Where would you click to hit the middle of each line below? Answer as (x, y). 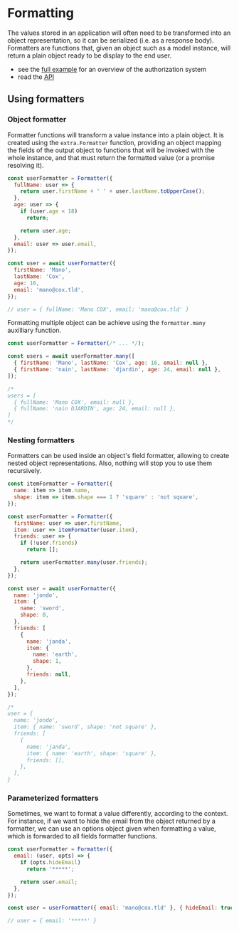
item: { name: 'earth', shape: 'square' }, (92, 753)
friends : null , (49, 675)
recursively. (25, 471)
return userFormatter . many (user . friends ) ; (84, 563)
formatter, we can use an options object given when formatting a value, (112, 829)
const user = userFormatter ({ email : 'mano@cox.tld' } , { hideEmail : (113, 908)
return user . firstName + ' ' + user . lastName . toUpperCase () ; (113, 191)
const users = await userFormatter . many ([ (71, 356)
